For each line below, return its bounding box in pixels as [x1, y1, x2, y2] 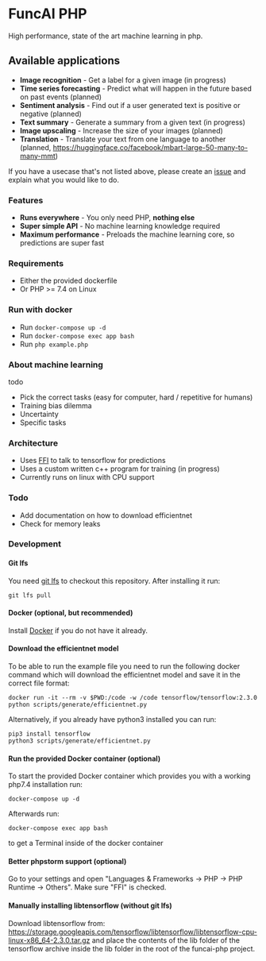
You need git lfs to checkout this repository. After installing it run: [8, 576, 221, 585]
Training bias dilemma [19, 400, 93, 410]
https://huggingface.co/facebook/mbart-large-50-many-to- [52, 142, 249, 152]
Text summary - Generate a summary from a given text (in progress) [19, 117, 246, 127]
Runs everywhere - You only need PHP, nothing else [19, 213, 195, 222]
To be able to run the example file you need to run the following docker [8, 662, 241, 671]
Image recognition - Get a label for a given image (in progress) [19, 75, 226, 84]
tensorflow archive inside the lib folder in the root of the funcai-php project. [8, 944, 256, 953]
